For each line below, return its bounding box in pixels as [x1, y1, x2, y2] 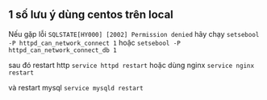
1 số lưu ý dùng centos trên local [8, 8, 173, 22]
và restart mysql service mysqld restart [8, 82, 144, 92]
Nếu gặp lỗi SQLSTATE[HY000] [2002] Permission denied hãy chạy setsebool [8, 29, 260, 38]
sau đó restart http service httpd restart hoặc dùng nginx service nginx [8, 60, 255, 70]
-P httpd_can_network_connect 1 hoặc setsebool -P [8, 38, 181, 47]
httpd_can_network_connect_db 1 [8, 46, 117, 54]
